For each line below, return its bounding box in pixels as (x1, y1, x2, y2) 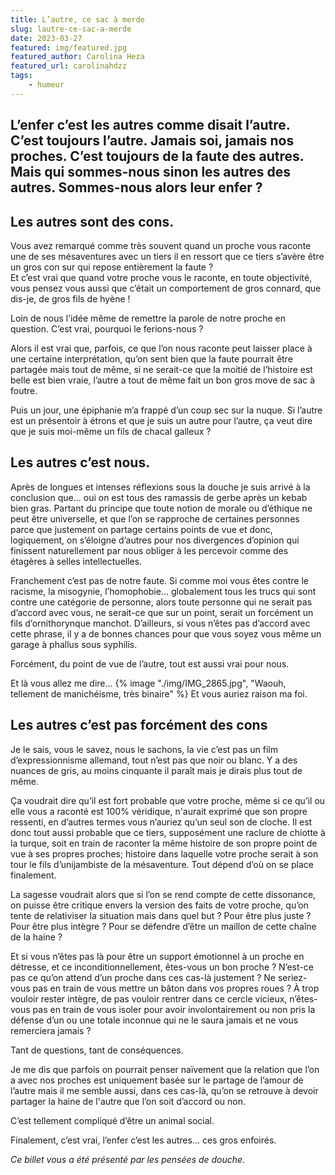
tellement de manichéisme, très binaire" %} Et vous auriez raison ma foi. (10, 687, 308, 700)
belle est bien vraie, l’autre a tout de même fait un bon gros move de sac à (10, 374, 316, 386)
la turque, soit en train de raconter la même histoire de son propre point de (10, 837, 318, 849)
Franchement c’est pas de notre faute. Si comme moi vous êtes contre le (10, 574, 309, 586)
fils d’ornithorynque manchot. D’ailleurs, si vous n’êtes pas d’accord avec (10, 617, 311, 629)
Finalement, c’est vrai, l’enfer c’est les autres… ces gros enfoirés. (10, 1134, 277, 1146)
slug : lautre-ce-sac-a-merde (10, 24, 132, 34)
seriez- (277, 971, 308, 983)
